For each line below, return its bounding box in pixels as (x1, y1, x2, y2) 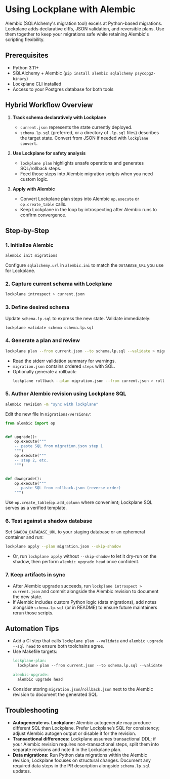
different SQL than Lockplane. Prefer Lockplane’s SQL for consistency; (12, 725, 160, 731)
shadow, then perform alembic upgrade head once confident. (12, 559, 140, 565)
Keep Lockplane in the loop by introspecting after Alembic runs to (20, 206, 157, 212)
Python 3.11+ (12, 64, 39, 70)
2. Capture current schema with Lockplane (5, 280, 112, 287)
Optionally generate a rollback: (12, 368, 77, 374)
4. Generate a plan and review (5, 337, 80, 344)
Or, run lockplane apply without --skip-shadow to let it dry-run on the (12, 553, 157, 559)
